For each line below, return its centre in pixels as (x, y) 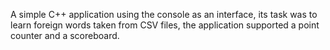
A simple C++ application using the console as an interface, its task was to (164, 14)
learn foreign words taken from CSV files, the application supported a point (165, 25)
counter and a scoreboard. (65, 35)
